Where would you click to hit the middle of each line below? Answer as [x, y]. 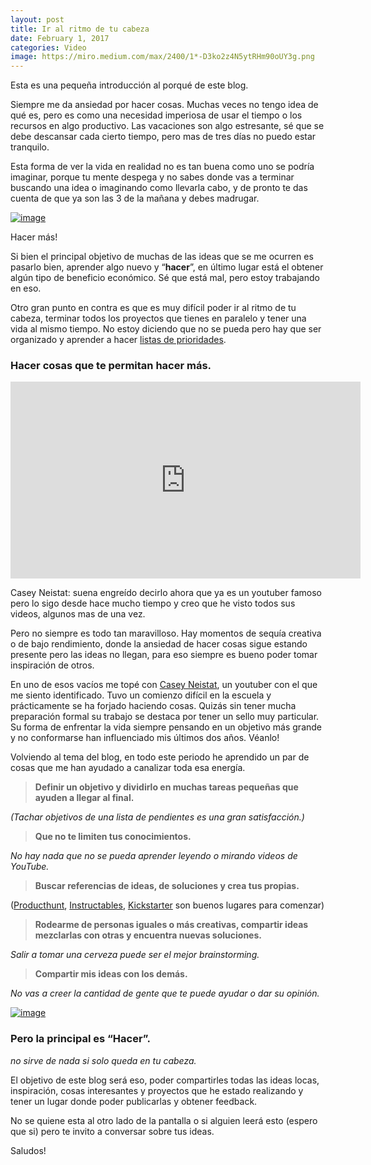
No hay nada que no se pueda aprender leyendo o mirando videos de [154, 856]
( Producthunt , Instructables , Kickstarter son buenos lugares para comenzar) [167, 905]
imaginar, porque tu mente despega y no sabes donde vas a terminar [152, 177]
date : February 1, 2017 [60, 38]
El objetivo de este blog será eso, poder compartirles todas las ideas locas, [165, 1080]
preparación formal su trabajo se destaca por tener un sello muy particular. [165, 717]
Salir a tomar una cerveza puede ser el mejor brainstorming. [135, 955]
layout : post [37, 19]
